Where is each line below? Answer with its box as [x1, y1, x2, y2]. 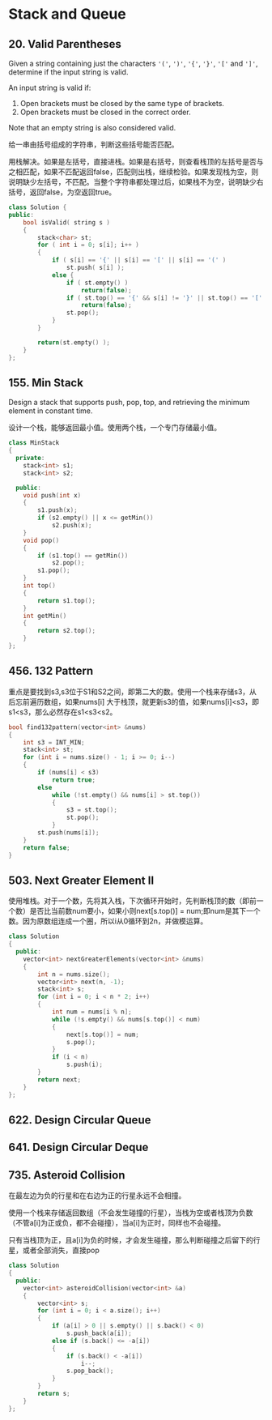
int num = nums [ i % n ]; [51, 1008, 132, 1017]
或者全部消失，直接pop [22, 1245, 100, 1256]
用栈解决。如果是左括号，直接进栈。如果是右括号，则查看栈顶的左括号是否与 [8, 157, 264, 166]
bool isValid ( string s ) [23, 218, 111, 227]
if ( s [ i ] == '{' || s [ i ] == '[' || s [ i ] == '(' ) [51, 256, 227, 264]
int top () [23, 582, 57, 590]
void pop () [23, 536, 60, 544]
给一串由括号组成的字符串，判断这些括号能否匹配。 [8, 139, 179, 149]
